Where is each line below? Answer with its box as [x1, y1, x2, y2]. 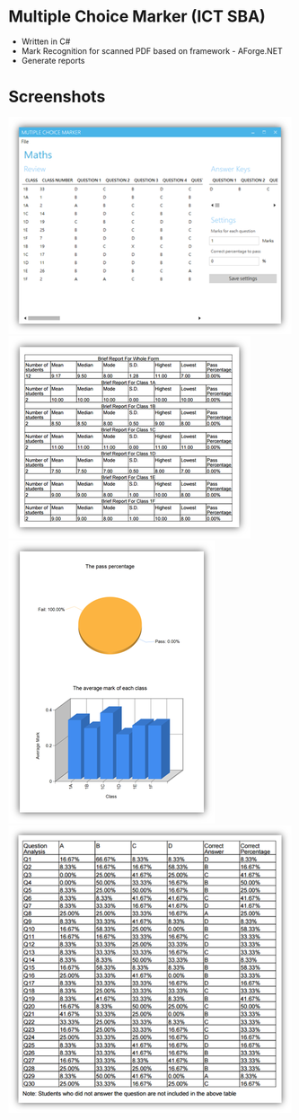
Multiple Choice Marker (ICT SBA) [8, 6, 266, 27]
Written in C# [21, 36, 71, 47]
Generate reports [21, 55, 86, 66]
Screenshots [8, 87, 106, 107]
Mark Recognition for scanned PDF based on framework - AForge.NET [21, 45, 284, 56]
